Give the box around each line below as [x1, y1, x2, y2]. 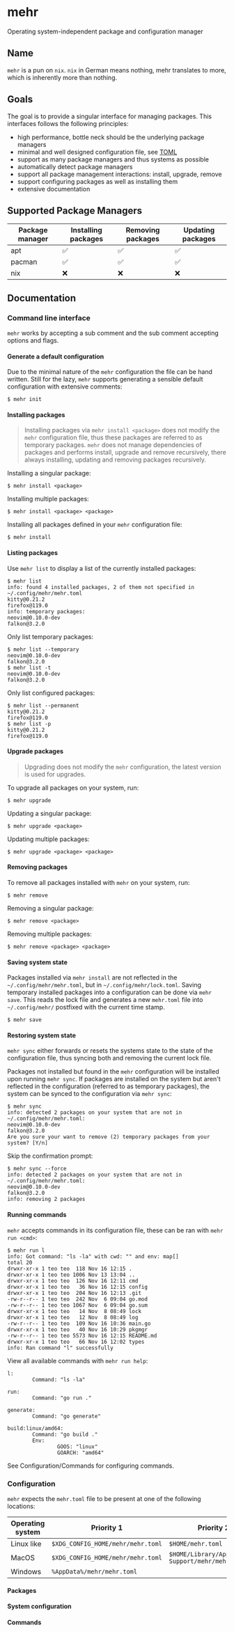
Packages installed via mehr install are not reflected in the [7, 973, 178, 982]
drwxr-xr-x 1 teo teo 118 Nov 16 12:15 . [7, 1265, 132, 1272]
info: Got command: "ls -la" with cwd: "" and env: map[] [7, 1253, 179, 1260]
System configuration [7, 1602, 72, 1610]
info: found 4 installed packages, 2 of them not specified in [7, 583, 195, 590]
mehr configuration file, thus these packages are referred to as [24, 433, 203, 442]
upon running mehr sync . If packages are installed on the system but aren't [7, 1075, 221, 1083]
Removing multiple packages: [7, 930, 92, 939]
